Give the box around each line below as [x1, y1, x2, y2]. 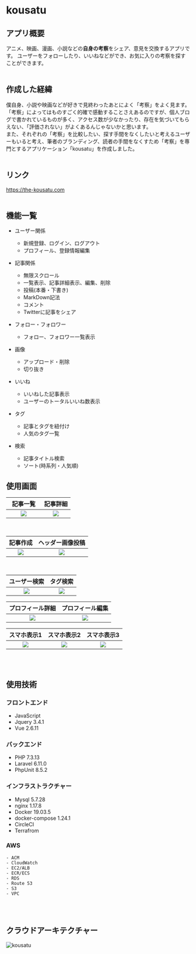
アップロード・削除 [23, 358, 70, 365]
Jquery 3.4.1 [14, 718, 44, 725]
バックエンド [6, 740, 43, 748]
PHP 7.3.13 [14, 754, 40, 761]
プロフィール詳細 [9, 604, 56, 613]
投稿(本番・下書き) [23, 286, 68, 293]
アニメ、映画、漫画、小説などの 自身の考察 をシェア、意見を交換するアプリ [6, 45, 185, 52]
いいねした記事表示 [23, 391, 70, 398]
